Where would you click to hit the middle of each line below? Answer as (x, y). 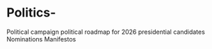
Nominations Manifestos (41, 39)
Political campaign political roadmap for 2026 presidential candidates (106, 32)
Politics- (31, 13)
